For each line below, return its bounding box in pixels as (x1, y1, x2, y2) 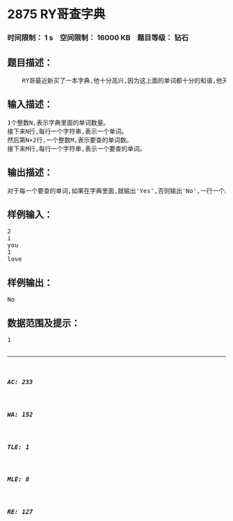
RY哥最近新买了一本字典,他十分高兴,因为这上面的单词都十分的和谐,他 (21, 76, 223, 84)
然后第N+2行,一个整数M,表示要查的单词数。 (7, 136, 133, 144)
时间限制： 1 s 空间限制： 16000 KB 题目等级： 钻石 (7, 33, 189, 42)
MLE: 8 (7, 475, 30, 483)
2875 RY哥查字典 (7, 6, 105, 22)
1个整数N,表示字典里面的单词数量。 (7, 119, 110, 126)
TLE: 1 (7, 443, 30, 451)
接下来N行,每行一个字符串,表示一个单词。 (7, 127, 128, 135)
